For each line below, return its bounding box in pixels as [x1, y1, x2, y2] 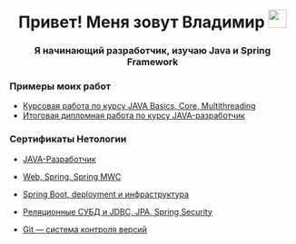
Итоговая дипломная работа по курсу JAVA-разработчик [22, 110, 245, 122]
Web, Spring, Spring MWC [22, 171, 122, 181]
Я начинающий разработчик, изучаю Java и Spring [34, 44, 271, 57]
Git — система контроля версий [22, 223, 147, 235]
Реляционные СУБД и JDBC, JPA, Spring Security [22, 206, 213, 217]
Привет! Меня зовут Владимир [17, 12, 265, 33]
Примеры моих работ [9, 80, 112, 93]
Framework [126, 55, 179, 68]
